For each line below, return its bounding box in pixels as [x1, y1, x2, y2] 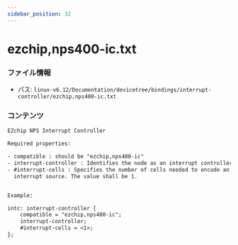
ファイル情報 [7, 67, 52, 77]
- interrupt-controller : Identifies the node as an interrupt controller [7, 160, 233, 167]
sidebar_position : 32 [7, 10, 72, 18]
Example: [7, 192, 33, 199]
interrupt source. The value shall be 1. [13, 173, 138, 180]
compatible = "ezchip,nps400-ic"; [20, 211, 122, 219]
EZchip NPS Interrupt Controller [7, 127, 106, 135]
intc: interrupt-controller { [7, 205, 97, 212]
